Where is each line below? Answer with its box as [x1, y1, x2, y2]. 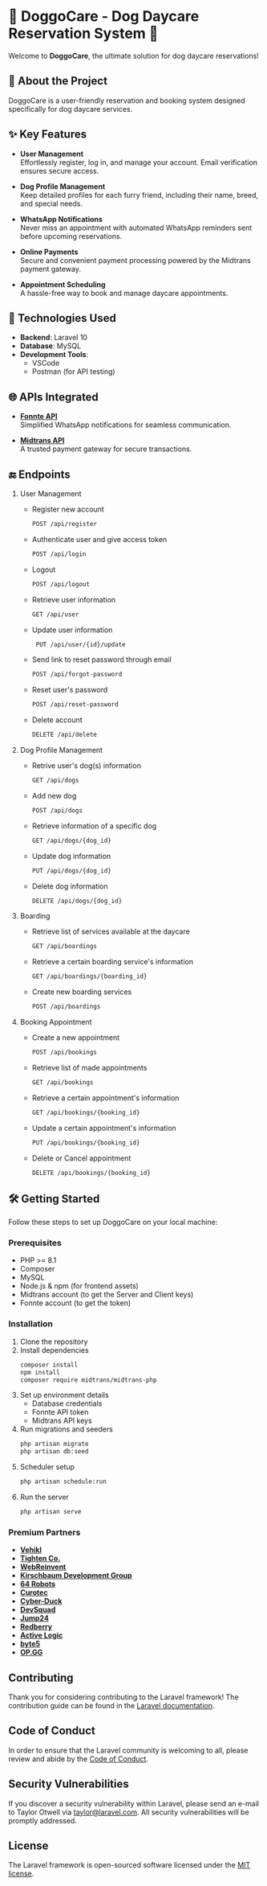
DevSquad [19, 1605, 56, 1615]
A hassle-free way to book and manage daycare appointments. [19, 288, 229, 298]
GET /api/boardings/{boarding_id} [31, 972, 148, 980]
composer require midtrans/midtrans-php [19, 1375, 157, 1384]
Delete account [31, 715, 83, 725]
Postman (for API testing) [31, 367, 115, 376]
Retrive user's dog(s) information [31, 761, 142, 770]
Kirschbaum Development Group [19, 1571, 132, 1580]
